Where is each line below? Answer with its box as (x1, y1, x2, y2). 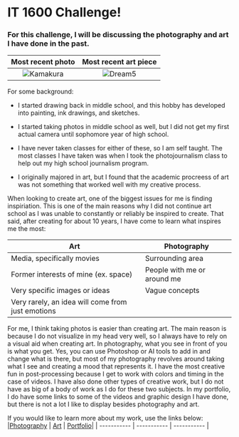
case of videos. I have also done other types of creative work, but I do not (7, 377, 224, 386)
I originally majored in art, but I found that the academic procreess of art (17, 173, 229, 182)
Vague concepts (144, 286, 200, 296)
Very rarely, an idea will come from (11, 297, 127, 307)
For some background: (7, 87, 74, 96)
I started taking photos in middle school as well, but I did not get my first (17, 123, 230, 131)
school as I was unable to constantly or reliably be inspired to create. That (7, 210, 224, 218)
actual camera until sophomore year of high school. (17, 130, 169, 139)
